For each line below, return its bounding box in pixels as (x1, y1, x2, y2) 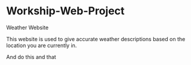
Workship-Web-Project (6, 4, 125, 18)
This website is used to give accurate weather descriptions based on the (6, 35, 186, 42)
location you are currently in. (6, 42, 77, 49)
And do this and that (6, 53, 56, 60)
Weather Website (6, 24, 49, 31)
